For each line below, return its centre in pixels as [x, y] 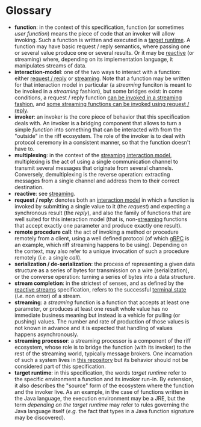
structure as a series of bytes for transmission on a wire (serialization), [102, 270]
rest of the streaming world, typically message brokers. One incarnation [104, 354]
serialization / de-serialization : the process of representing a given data [104, 264]
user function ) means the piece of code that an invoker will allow [94, 33]
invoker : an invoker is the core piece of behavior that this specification [102, 117]
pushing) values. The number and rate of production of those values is [102, 321]
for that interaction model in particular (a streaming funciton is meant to [103, 84]
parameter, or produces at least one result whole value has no [91, 308]
